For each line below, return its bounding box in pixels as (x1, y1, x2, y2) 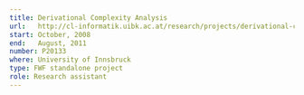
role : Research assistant (9, 72, 107, 81)
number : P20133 (9, 47, 67, 56)
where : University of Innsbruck (9, 55, 131, 64)
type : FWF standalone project (9, 64, 124, 73)
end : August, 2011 (9, 38, 88, 48)
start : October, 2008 (9, 30, 91, 39)
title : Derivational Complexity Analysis (9, 13, 168, 23)
